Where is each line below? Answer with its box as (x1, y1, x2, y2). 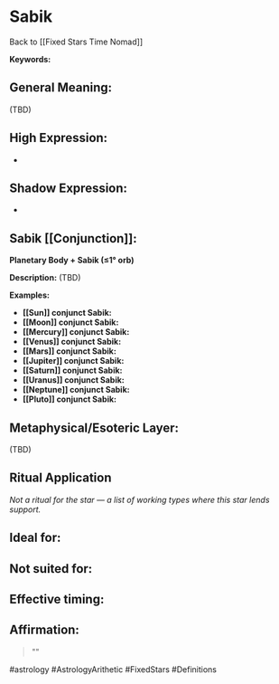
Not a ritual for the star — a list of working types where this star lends (9, 494, 270, 505)
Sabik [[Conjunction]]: (9, 231, 137, 246)
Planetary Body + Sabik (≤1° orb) (9, 255, 135, 266)
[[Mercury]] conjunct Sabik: (22, 327, 130, 337)
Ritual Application (9, 470, 112, 486)
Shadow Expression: (9, 180, 128, 195)
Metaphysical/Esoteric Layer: (9, 420, 179, 435)
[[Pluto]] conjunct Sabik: (22, 394, 117, 404)
